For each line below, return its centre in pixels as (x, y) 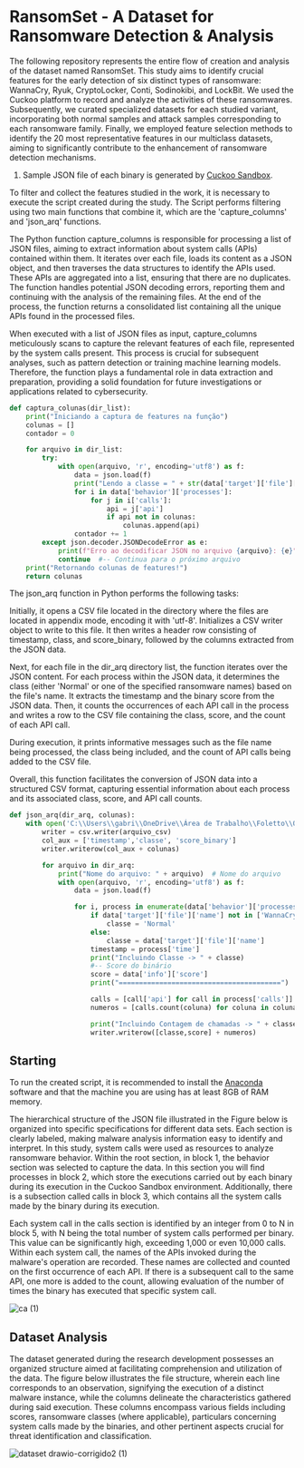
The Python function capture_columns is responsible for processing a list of (151, 238)
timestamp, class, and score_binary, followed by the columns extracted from (152, 640)
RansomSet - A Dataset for (112, 17)
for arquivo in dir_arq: (89, 865)
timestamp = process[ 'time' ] (145, 949)
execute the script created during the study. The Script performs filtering (145, 202)
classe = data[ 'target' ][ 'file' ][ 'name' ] (185, 940)
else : (100, 932)
